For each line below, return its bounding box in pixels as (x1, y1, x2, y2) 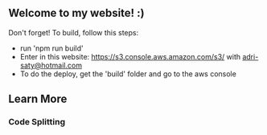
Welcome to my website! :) (8, 6, 145, 20)
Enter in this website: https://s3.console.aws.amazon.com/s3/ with (19, 51, 241, 61)
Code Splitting (8, 117, 66, 128)
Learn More (8, 92, 68, 106)
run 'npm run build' (19, 43, 84, 53)
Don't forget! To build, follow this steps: (8, 27, 139, 37)
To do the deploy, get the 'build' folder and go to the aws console (19, 68, 237, 79)
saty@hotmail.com (19, 60, 83, 70)
